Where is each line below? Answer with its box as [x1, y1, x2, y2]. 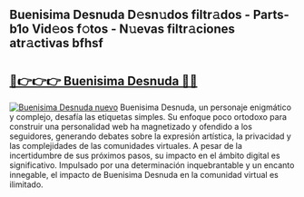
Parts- [252, 7, 290, 23]
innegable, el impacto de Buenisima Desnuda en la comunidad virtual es [9, 170, 279, 180]
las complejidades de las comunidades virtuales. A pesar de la [9, 141, 243, 151]
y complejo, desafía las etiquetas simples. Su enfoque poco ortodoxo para [9, 112, 288, 122]
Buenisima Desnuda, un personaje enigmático [120, 102, 292, 113]
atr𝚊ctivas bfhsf [9, 35, 104, 51]
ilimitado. [9, 179, 44, 190]
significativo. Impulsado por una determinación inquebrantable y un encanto [9, 160, 295, 171]
